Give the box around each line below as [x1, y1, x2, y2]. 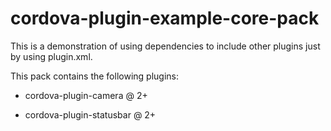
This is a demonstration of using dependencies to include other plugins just [10, 40, 321, 52]
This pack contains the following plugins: [10, 70, 179, 82]
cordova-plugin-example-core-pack [10, 7, 320, 30]
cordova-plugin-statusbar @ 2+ [24, 108, 157, 121]
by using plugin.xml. [10, 50, 93, 62]
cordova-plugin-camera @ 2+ [24, 89, 148, 101]
